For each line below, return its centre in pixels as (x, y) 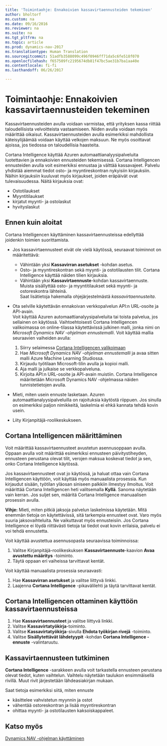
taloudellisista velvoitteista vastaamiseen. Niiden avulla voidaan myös (77, 129)
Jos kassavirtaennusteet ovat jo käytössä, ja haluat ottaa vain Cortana (77, 473)
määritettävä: (26, 255)
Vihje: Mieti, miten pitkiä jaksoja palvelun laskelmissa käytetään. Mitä (76, 510)
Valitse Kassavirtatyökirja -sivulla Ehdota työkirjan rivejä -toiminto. (82, 632)
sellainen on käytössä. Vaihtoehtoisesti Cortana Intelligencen (75, 322)
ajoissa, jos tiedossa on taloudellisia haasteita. (53, 145)
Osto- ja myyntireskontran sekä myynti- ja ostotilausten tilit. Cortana (90, 270)
